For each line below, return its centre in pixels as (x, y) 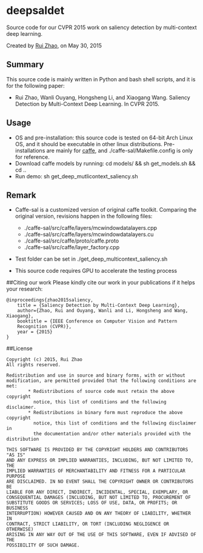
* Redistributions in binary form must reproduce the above (105, 413)
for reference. (32, 157)
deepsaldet (35, 11)
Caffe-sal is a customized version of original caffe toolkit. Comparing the (106, 210)
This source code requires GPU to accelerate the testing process (96, 271)
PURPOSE (16, 477)
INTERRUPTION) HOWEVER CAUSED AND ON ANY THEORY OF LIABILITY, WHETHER (98, 514)
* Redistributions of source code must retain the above (101, 392)
